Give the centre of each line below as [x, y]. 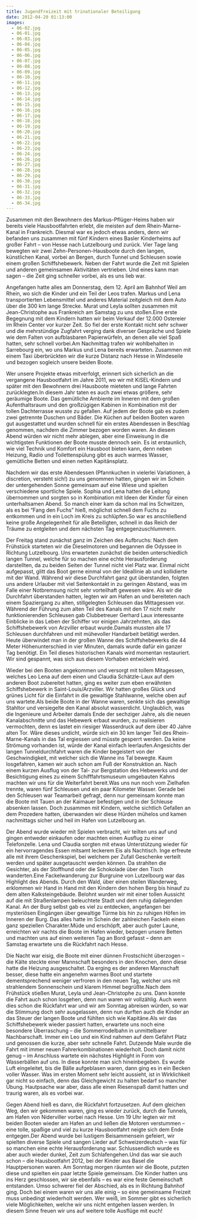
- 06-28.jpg [26, 170]
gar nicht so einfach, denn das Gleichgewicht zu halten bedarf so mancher [96, 1081]
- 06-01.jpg [26, 34]
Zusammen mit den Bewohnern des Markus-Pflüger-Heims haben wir [90, 220]
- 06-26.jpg [26, 159]
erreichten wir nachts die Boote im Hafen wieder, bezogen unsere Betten [94, 932]
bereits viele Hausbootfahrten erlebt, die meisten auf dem [76, 226]
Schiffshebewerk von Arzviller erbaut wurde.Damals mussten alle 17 [89, 628]
